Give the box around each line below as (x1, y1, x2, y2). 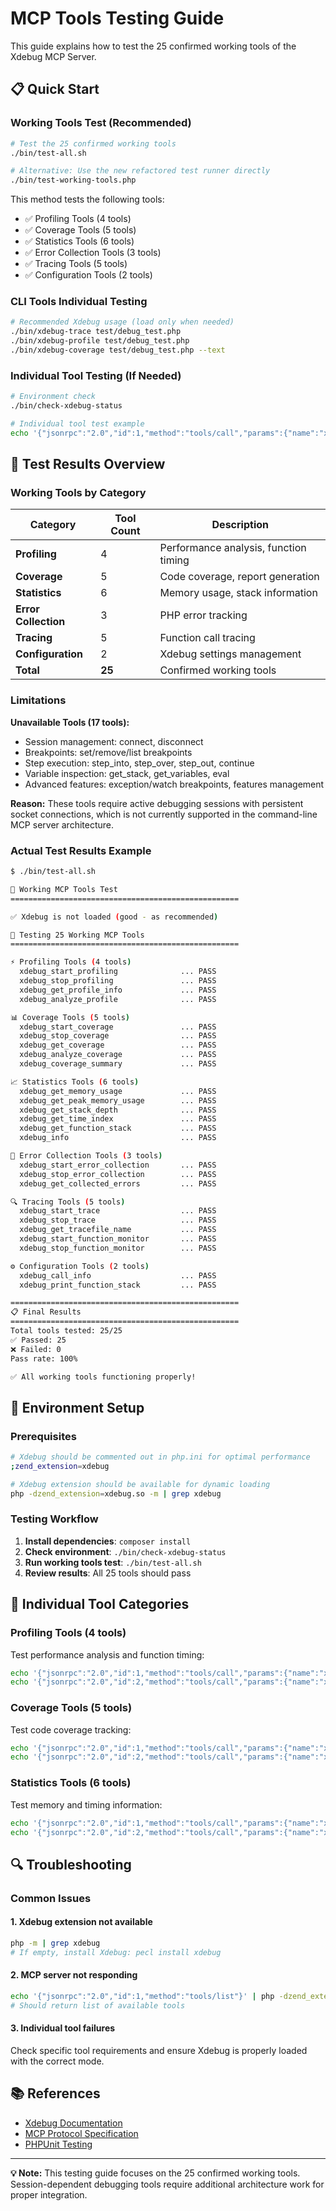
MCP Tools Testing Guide (10, 7, 225, 30)
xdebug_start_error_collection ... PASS (19, 1160, 217, 1170)
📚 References (10, 2085, 101, 2102)
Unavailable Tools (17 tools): (10, 716, 130, 728)
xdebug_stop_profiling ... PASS (19, 976, 217, 986)
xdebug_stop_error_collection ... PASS (19, 1169, 217, 1179)
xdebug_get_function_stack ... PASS (19, 1123, 217, 1134)
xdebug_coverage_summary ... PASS (19, 1059, 217, 1069)
